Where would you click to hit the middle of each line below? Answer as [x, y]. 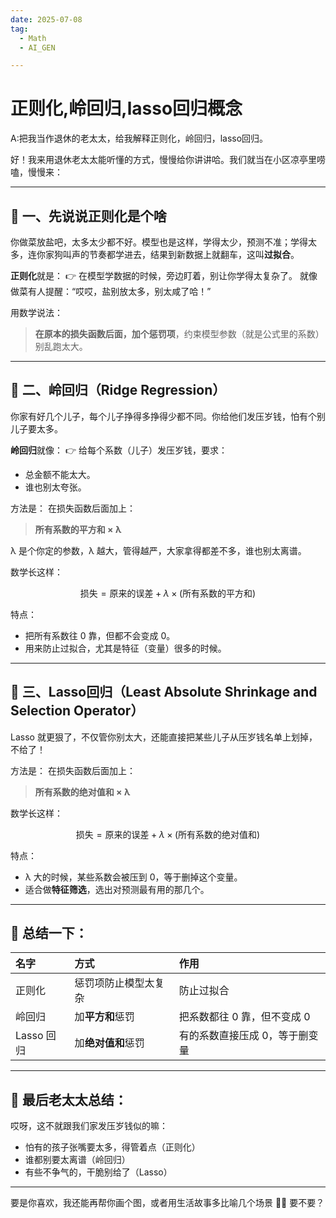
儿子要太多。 [36, 428]
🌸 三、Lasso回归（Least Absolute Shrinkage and [164, 692]
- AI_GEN [37, 47]
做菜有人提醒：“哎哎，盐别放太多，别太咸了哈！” [111, 291]
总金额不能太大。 [60, 474]
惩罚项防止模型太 [114, 983]
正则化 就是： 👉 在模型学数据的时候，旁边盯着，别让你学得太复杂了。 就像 [164, 275]
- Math [33, 38]
